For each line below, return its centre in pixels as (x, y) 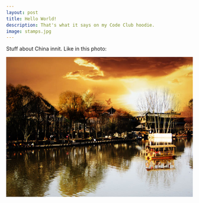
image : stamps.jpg (29, 31)
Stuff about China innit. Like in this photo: (57, 49)
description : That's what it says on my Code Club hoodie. (81, 25)
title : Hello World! (32, 19)
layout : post (22, 12)
